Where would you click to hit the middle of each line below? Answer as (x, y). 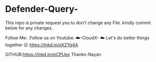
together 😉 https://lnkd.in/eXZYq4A (42, 45)
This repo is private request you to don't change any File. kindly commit (78, 23)
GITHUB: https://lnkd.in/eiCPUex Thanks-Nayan (53, 54)
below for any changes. (29, 28)
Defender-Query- (41, 9)
